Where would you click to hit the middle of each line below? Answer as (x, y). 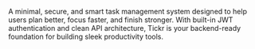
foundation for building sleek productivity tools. (86, 36)
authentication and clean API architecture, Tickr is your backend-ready (125, 28)
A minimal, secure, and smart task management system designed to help (127, 11)
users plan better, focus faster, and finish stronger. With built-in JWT (121, 20)
